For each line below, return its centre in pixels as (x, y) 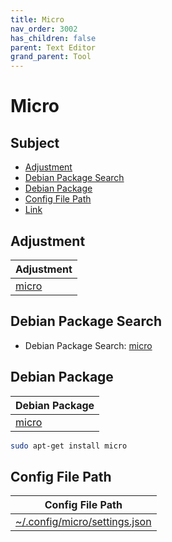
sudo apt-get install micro (69, 446)
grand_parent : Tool (51, 57)
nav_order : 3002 (44, 29)
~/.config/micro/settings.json (83, 522)
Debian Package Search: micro (88, 345)
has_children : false (53, 38)
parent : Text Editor (53, 47)
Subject (35, 142)
